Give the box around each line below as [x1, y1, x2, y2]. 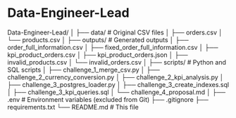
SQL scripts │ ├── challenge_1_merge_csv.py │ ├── [7, 65, 160, 74]
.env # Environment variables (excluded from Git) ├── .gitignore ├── [7, 95, 209, 103]
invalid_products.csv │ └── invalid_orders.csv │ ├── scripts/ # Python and [7, 58, 227, 66]
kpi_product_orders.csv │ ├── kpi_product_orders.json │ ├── [7, 51, 188, 59]
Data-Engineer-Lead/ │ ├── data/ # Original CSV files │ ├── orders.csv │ [7, 28, 223, 37]
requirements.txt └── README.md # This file [7, 103, 139, 111]
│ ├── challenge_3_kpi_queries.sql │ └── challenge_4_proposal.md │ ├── [7, 88, 226, 96]
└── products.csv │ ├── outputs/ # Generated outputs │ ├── [7, 35, 189, 44]
